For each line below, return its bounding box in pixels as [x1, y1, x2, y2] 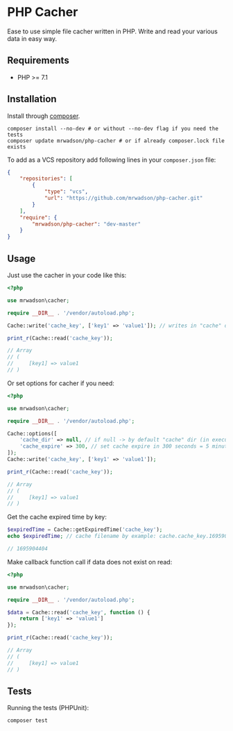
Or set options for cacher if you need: [7, 379, 114, 387]
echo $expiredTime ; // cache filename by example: [7, 532, 157, 540]
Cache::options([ [7, 430, 58, 437]
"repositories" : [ [19, 175, 73, 183]
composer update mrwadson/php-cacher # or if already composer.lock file [7, 137, 225, 144]
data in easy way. [7, 34, 58, 42]
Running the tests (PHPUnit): [7, 704, 89, 712]
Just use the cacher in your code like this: [7, 271, 127, 279]
